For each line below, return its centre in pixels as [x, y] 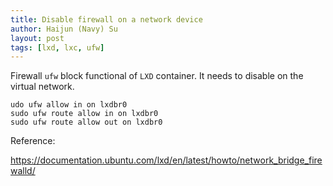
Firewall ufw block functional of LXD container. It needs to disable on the [157, 76]
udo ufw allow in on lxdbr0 [69, 105]
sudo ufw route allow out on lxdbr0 [86, 122]
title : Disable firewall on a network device [106, 19]
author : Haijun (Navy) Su [64, 29]
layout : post [37, 38]
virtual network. [42, 87]
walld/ [23, 171]
